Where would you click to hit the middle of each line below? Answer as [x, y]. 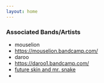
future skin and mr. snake [45, 69]
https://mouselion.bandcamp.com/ [56, 51]
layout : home [22, 11]
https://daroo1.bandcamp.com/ [52, 63]
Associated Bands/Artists [43, 32]
